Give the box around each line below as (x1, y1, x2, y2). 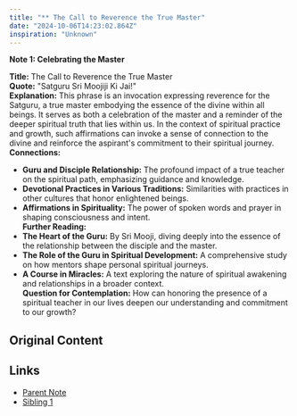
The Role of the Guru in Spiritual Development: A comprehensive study (21, 250, 288, 261)
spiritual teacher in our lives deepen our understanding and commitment (21, 297, 288, 308)
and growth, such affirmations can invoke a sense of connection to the (9, 129, 269, 139)
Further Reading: (21, 221, 87, 232)
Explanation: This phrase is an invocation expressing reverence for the (9, 90, 270, 101)
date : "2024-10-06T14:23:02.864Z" (9, 21, 138, 30)
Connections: (9, 147, 61, 158)
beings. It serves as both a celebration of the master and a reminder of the (9, 109, 283, 121)
